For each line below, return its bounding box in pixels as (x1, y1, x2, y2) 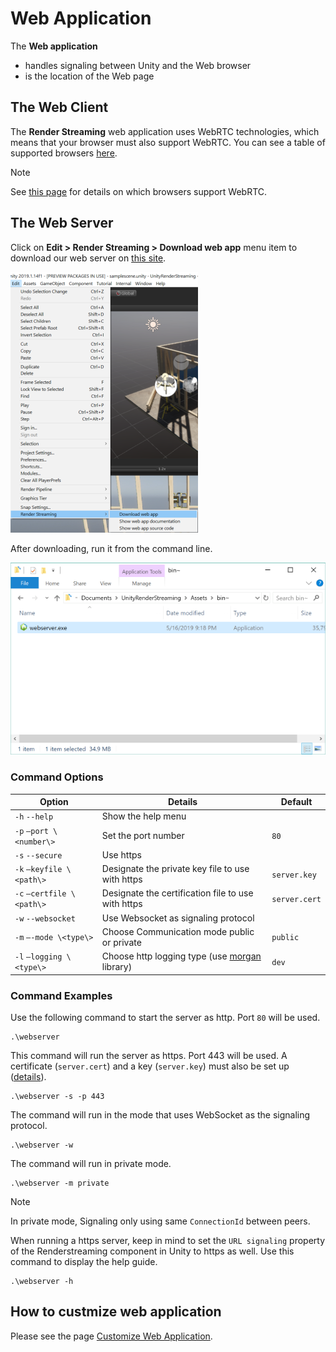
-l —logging (14, 952, 63, 962)
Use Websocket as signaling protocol (101, 912, 255, 924)
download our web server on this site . (10, 252, 167, 264)
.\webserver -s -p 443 (10, 1091, 105, 1101)
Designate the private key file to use (101, 863, 250, 875)
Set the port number (101, 830, 185, 842)
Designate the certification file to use (101, 887, 254, 899)
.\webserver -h (10, 1276, 74, 1286)
